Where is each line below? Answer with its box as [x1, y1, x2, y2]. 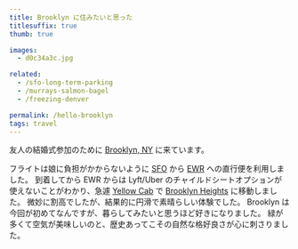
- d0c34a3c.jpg [17, 54, 74, 63]
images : [9, 45, 38, 54]
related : [9, 70, 42, 79]
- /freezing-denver [17, 94, 90, 103]
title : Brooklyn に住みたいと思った [9, 12, 133, 22]
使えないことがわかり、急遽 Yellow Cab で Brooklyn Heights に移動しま [9, 186, 270, 197]
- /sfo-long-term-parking [17, 78, 114, 87]
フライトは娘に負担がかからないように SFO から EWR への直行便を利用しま [9, 164, 285, 174]
